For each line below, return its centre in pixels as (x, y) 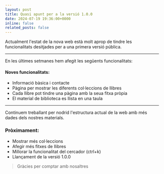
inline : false (20, 23)
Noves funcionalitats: (27, 72)
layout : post (18, 10)
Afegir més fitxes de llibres (39, 146)
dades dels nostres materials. (35, 118)
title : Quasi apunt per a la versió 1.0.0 (49, 14)
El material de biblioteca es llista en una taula (57, 99)
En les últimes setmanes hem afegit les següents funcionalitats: (69, 61)
